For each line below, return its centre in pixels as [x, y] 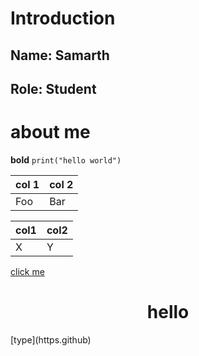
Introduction [63, 18]
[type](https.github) [51, 339]
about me [50, 132]
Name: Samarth [60, 55]
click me [27, 271]
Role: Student [53, 88]
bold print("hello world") [66, 159]
